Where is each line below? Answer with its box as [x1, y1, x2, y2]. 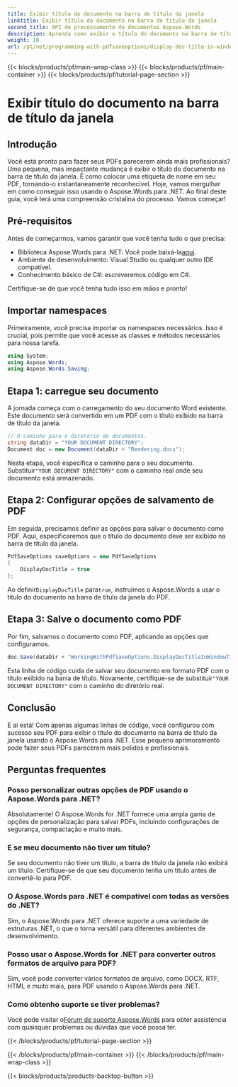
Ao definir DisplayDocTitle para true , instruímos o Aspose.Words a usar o [7, 585, 220, 594]
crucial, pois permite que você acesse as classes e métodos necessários [7, 331, 221, 339]
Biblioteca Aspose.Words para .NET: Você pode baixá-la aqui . [17, 247, 197, 256]
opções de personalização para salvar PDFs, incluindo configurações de [7, 818, 220, 826]
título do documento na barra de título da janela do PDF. [7, 593, 171, 601]
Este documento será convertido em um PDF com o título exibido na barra [7, 412, 223, 420]
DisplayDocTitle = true [20, 566, 91, 573]
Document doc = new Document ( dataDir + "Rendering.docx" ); [7, 446, 186, 453]
